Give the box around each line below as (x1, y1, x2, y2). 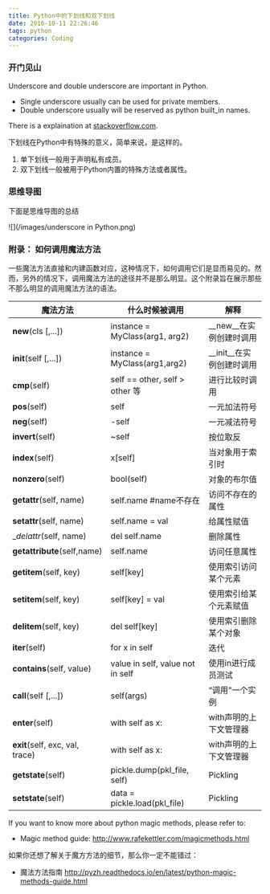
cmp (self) (12, 380, 51, 391)
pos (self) (12, 401, 47, 412)
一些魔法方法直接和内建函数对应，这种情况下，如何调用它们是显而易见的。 (8, 263, 255, 273)
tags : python (8, 27, 52, 35)
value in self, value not (110, 658, 195, 669)
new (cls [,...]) (12, 326, 63, 337)
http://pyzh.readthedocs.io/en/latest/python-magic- (63, 867, 237, 877)
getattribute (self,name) (12, 545, 103, 557)
